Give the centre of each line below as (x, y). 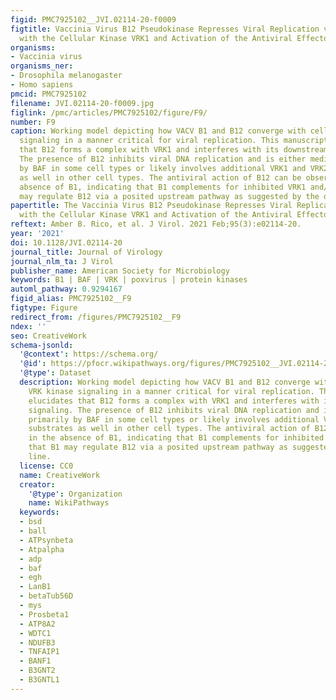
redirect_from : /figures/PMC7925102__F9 (96, 317)
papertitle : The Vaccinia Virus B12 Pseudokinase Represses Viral (151, 206)
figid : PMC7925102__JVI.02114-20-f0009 (93, 19)
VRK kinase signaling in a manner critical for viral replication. (171, 391)
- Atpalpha (42, 549)
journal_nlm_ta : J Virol (62, 261)
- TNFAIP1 (39, 652)
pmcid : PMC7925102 (48, 94)
